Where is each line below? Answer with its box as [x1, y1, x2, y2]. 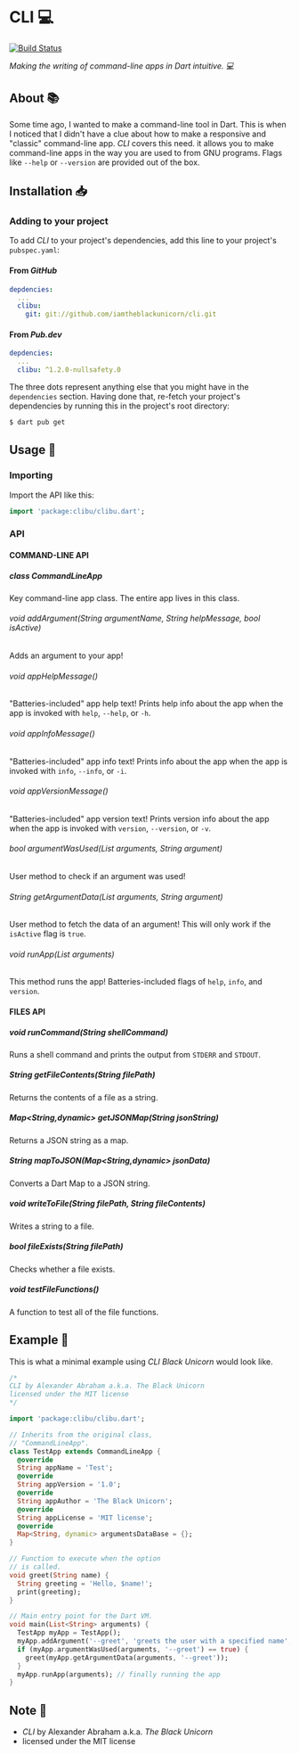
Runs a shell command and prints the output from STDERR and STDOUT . [9, 1049, 261, 1059]
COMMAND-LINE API [9, 549, 89, 560]
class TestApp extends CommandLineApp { [9, 1446, 162, 1456]
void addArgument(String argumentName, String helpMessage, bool [9, 613, 261, 624]
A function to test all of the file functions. [9, 1306, 159, 1317]
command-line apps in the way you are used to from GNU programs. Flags [9, 147, 283, 158]
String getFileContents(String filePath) [9, 1069, 156, 1080]
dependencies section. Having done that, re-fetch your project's [9, 391, 241, 401]
